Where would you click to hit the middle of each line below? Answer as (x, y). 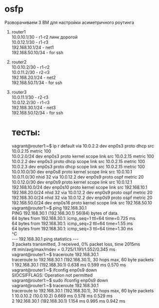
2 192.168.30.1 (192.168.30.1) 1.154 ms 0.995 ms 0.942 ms (68, 301)
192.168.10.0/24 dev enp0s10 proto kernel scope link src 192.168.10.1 (79, 187)
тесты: (26, 133)
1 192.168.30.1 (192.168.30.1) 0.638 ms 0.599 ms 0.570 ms (69, 265)
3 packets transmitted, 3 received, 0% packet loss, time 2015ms (76, 244)
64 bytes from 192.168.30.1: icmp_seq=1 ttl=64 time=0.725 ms (73, 218)
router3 (19, 92)
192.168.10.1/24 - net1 (33, 47)
